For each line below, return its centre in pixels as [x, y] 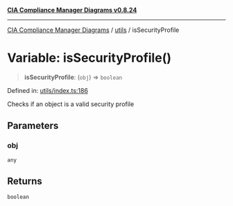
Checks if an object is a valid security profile [71, 104]
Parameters [33, 126]
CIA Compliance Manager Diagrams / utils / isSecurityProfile [93, 30]
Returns [25, 181]
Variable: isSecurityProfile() [89, 58]
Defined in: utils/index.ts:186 [48, 90]
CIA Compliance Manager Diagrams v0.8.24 [72, 10]
